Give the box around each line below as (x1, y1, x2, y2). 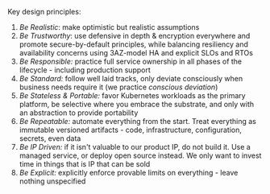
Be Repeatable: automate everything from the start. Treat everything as (19, 117, 257, 126)
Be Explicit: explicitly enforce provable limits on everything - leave (19, 168, 239, 177)
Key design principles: (7, 7, 81, 16)
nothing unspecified (19, 176, 86, 186)
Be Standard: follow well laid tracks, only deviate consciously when (19, 74, 243, 83)
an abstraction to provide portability (19, 108, 139, 118)
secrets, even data (19, 134, 81, 143)
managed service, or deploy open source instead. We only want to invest (19, 151, 262, 160)
